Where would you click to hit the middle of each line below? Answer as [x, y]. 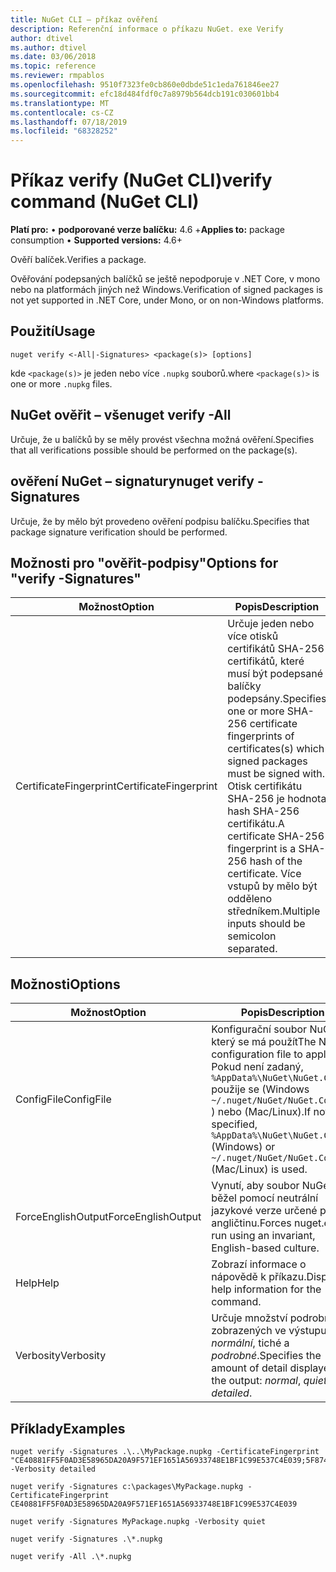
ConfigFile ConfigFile [63, 1099]
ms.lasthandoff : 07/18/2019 [69, 122]
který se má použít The [264, 1042]
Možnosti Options [65, 984]
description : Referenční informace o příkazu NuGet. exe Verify [147, 29]
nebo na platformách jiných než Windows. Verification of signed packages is [166, 290]
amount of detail [249, 1368]
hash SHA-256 [263, 811]
